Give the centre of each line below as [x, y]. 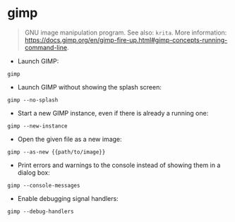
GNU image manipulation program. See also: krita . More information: [126, 32]
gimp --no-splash [33, 100]
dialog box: [34, 172]
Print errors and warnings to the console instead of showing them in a [119, 165]
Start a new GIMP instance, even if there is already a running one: [113, 113]
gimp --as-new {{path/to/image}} [56, 152]
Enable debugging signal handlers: [68, 198]
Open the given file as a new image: [70, 139]
